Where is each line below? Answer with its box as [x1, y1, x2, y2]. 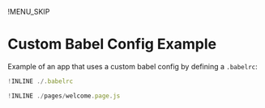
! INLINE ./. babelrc [7, 77, 74, 85]
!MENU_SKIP [7, 7, 50, 16]
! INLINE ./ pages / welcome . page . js [7, 92, 121, 100]
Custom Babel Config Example [7, 35, 217, 53]
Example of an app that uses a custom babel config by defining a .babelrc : [7, 61, 259, 71]
